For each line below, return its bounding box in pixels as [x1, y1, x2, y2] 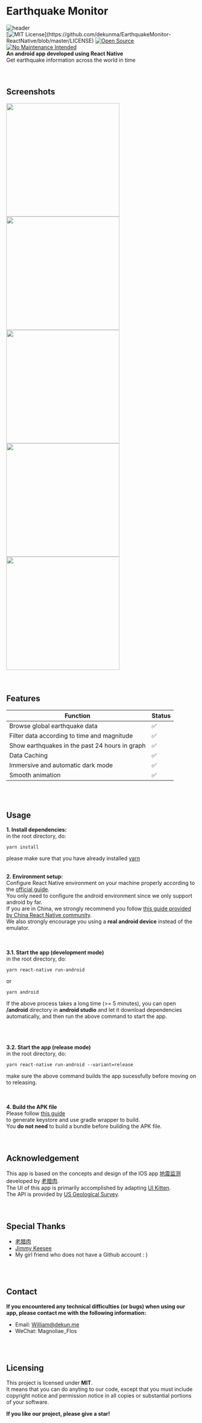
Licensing [6, 1363, 44, 1373]
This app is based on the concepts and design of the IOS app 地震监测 [6, 1170, 181, 1177]
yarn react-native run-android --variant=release [6, 1062, 134, 1068]
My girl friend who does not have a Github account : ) [14, 1251, 148, 1258]
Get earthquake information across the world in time [6, 56, 136, 63]
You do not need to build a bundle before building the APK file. [6, 1123, 162, 1130]
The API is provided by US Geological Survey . [6, 1191, 119, 1198]
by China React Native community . [6, 912, 92, 919]
